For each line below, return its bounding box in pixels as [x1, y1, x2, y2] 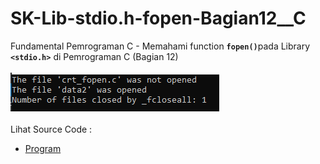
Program [24, 142, 62, 154]
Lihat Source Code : [10, 123, 93, 135]
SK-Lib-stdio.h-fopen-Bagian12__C [10, 7, 307, 30]
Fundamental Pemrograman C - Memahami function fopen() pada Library [10, 40, 311, 52]
